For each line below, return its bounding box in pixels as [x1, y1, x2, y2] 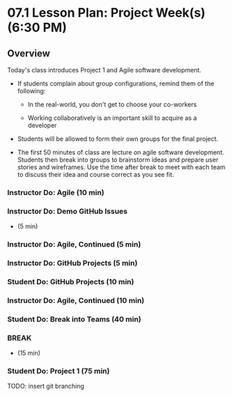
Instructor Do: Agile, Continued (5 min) [7, 240, 141, 249]
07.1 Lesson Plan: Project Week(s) [7, 5, 206, 21]
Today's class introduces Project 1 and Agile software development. [7, 66, 202, 74]
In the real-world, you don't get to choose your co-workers [27, 100, 197, 109]
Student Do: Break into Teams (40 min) [7, 314, 141, 324]
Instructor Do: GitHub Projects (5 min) [7, 258, 138, 268]
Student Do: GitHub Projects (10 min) [7, 277, 134, 286]
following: [17, 87, 46, 95]
